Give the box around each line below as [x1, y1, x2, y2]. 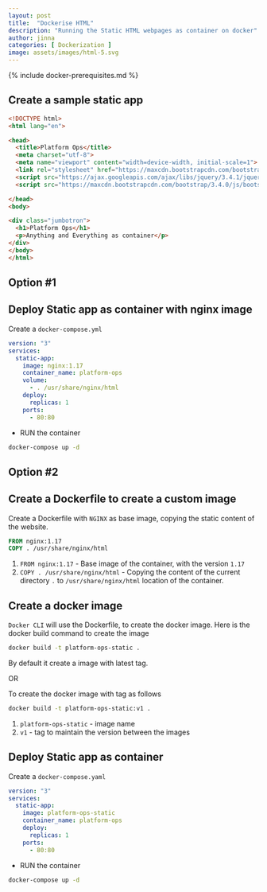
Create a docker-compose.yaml [8, 771, 106, 781]
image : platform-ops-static [22, 809, 115, 817]
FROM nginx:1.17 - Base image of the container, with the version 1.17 [19, 559, 245, 569]
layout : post [8, 11, 52, 20]
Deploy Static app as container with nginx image [8, 303, 253, 317]
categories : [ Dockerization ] [8, 41, 112, 49]
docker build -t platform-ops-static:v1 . [8, 705, 151, 713]
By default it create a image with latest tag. [8, 658, 149, 668]
